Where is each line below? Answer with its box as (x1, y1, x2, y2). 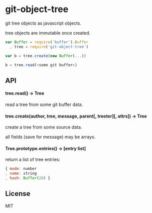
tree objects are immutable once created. (5, 30, 91, 36)
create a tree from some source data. (5, 124, 82, 130)
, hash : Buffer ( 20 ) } (5, 176, 51, 181)
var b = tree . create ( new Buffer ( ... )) (5, 53, 86, 58)
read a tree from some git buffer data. (5, 101, 83, 108)
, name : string (5, 171, 37, 176)
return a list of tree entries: (5, 157, 61, 163)
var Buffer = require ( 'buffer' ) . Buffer (5, 39, 89, 45)
